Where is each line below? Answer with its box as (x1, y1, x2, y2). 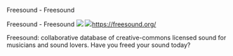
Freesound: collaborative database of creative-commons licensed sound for (6, 34, 227, 41)
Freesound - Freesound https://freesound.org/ (6, 20, 157, 28)
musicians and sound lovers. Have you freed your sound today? (6, 41, 191, 49)
